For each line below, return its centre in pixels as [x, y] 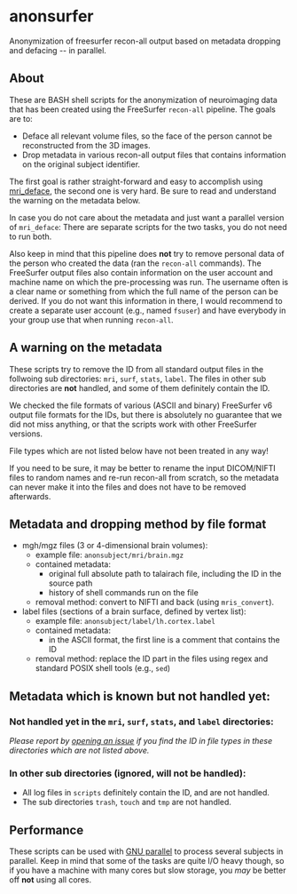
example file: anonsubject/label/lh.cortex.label [125, 621]
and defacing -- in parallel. [58, 50]
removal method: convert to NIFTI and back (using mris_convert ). [155, 603]
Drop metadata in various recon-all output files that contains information [154, 155]
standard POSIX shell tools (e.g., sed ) [103, 668]
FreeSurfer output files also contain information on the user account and [141, 272]
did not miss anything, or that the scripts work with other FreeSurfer [133, 424]
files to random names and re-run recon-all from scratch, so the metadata [144, 477]
